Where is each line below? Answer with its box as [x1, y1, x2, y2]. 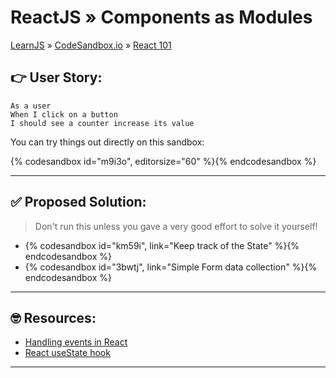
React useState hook [24, 347, 111, 359]
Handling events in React [24, 336, 128, 348]
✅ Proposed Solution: [10, 194, 147, 211]
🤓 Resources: [10, 309, 97, 326]
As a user [10, 101, 52, 111]
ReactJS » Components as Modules [10, 6, 313, 29]
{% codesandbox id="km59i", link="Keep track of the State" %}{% [24, 239, 300, 251]
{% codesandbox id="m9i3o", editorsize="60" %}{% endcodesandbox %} [10, 155, 317, 167]
